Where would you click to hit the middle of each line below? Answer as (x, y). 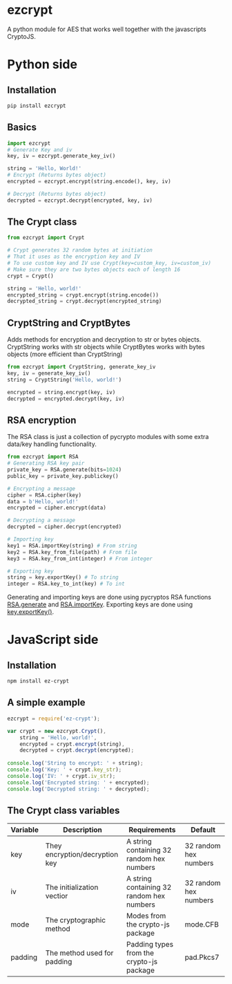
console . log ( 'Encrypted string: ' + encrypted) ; (78, 782)
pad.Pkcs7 (202, 958)
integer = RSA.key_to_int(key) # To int (66, 584)
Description (83, 830)
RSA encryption (42, 420)
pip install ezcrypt (37, 106)
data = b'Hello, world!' (43, 501)
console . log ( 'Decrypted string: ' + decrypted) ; (78, 789)
